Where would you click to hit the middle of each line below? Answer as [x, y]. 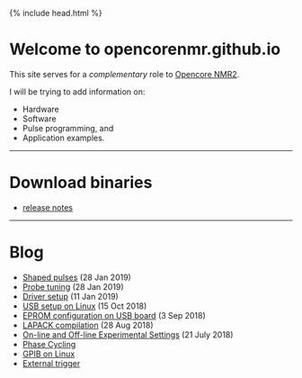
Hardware [41, 109]
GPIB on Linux [49, 354]
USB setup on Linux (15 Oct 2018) [84, 306]
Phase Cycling [49, 344]
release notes [48, 207]
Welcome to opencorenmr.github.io [145, 49]
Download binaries [81, 183]
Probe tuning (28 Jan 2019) [73, 286]
